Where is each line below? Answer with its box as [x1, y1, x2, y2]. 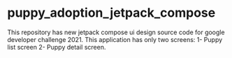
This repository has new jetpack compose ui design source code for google [7, 28, 225, 36]
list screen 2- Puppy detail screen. [7, 43, 106, 51]
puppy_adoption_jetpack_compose [7, 5, 216, 21]
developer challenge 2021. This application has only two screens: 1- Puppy [7, 35, 223, 43]
